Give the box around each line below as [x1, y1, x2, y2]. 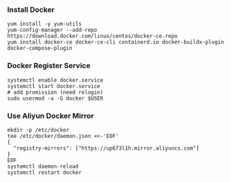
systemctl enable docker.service [7, 76, 104, 84]
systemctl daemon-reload [7, 163, 79, 170]
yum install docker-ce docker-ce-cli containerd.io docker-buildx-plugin [7, 39, 225, 46]
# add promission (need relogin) [7, 89, 104, 96]
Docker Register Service [7, 61, 91, 71]
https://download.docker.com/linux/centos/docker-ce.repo [7, 33, 178, 40]
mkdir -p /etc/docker [7, 126, 70, 133]
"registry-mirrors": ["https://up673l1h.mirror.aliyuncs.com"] [13, 144, 199, 152]
